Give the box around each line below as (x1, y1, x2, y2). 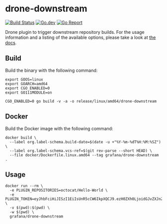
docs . (5, 39, 17, 45)
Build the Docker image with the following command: (5, 125, 113, 131)
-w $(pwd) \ (9, 210, 35, 215)
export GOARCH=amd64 (5, 81, 48, 86)
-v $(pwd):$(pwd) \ (9, 205, 50, 211)
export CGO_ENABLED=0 (5, 86, 50, 91)
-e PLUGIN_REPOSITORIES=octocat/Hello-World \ (9, 188, 108, 193)
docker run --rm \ (5, 184, 43, 189)
